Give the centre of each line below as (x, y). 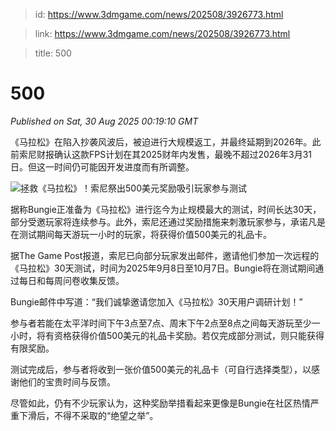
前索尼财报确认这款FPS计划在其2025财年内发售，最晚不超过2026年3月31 (161, 154)
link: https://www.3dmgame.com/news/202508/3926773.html (162, 33)
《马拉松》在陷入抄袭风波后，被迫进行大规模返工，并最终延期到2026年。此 (166, 141)
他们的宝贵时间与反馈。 (67, 381)
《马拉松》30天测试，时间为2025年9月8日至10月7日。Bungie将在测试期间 (163, 268)
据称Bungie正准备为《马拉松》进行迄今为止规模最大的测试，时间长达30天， (166, 209)
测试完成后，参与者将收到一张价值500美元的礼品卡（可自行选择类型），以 (161, 369)
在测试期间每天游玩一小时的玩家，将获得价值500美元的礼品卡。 (141, 234)
